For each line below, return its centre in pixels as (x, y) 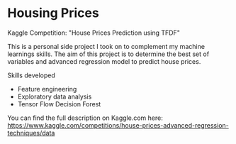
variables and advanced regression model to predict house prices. (104, 61)
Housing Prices (53, 13)
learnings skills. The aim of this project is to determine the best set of (108, 54)
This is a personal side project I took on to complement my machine (106, 46)
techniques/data (31, 133)
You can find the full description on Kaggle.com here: (85, 118)
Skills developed (31, 75)
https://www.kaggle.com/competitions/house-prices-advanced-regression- (118, 125)
